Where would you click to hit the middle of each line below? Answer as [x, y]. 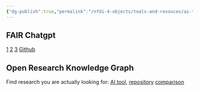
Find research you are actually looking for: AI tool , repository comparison [95, 82]
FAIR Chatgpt [31, 36]
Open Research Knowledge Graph [70, 68]
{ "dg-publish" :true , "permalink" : [47, 11]
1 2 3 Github [21, 49]
